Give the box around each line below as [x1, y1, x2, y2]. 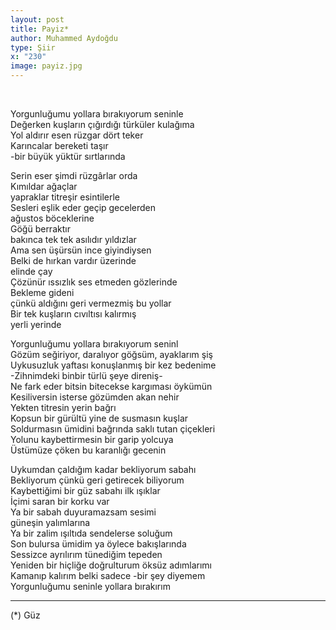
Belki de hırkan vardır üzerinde [10, 255, 137, 266]
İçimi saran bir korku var [10, 496, 110, 507]
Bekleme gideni [10, 287, 75, 298]
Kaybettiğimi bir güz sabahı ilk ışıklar [10, 485, 161, 496]
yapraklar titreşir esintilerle [10, 191, 121, 203]
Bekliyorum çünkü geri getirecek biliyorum [10, 474, 185, 486]
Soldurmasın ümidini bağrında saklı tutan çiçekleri [10, 423, 216, 435]
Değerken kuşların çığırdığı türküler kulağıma [10, 119, 195, 130]
